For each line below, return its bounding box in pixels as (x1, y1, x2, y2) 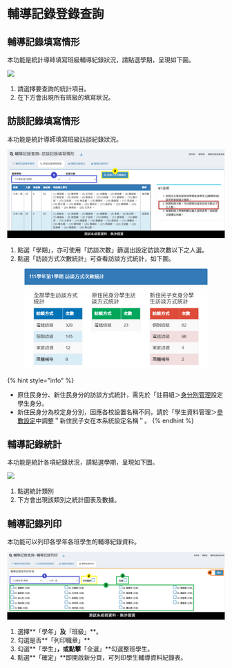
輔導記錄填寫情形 (7, 36, 80, 48)
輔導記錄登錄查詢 (7, 6, 105, 22)
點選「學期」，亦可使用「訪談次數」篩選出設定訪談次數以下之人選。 (17, 245, 209, 254)
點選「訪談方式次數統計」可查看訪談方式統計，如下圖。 (17, 254, 175, 263)
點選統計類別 (17, 487, 54, 495)
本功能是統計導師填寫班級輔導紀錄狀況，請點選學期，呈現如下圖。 (7, 56, 195, 64)
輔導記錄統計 (7, 438, 62, 450)
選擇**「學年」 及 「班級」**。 (17, 627, 102, 635)
